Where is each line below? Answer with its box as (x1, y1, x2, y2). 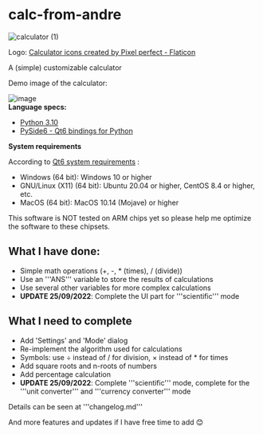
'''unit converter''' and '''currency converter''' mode (19, 386, 191, 396)
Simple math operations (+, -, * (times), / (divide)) (19, 265, 183, 276)
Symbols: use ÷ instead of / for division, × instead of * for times (19, 352, 229, 362)
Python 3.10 (19, 117, 58, 127)
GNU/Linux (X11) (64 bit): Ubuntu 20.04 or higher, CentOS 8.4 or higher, (19, 181, 255, 190)
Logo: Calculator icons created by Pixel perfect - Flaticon (8, 47, 196, 57)
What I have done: (8, 245, 100, 258)
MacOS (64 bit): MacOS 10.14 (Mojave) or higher (19, 198, 179, 207)
